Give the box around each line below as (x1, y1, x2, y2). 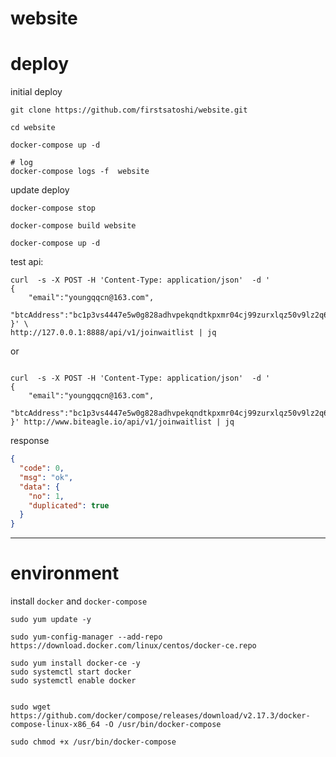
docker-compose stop (10, 203, 97, 214)
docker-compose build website (10, 221, 137, 231)
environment (10, 562, 120, 585)
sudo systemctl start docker (10, 667, 132, 677)
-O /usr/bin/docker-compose (104, 720, 222, 730)
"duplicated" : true (28, 500, 110, 511)
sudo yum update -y (10, 615, 92, 625)
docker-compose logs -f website (10, 167, 150, 177)
